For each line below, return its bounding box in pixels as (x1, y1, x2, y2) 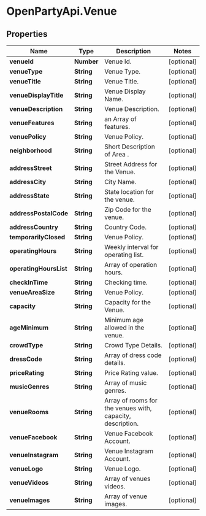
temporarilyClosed (9, 233, 66, 241)
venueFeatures (9, 118, 55, 127)
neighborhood (9, 146, 52, 155)
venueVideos (9, 479, 49, 487)
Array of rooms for (104, 396, 158, 404)
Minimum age (104, 316, 144, 324)
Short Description (104, 142, 155, 151)
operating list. (104, 250, 144, 259)
